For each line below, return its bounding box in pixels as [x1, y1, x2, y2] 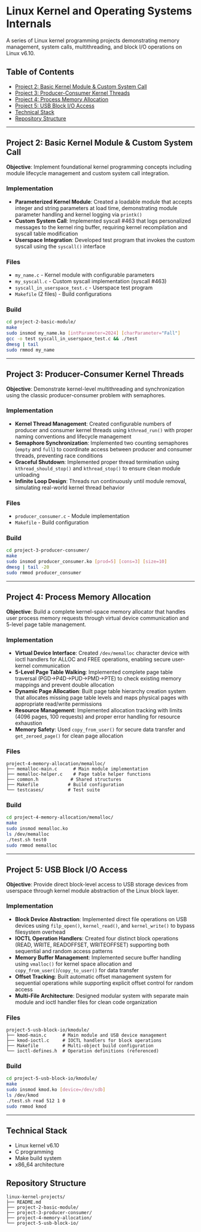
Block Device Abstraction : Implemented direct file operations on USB [14, 915, 187, 922]
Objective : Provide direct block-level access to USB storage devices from [6, 880, 188, 888]
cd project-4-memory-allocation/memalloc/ [6, 814, 114, 820]
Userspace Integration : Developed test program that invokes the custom [14, 236, 195, 244]
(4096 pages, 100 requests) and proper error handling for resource [14, 713, 181, 720]
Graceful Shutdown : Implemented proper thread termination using [14, 458, 179, 466]
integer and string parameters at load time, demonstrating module [14, 204, 178, 211]
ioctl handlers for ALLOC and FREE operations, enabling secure [14, 655, 171, 663]
